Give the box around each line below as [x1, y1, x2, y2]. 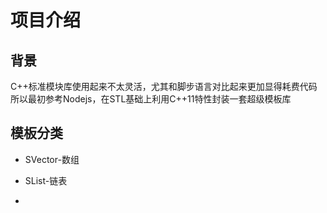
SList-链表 [24, 174, 68, 186]
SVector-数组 [24, 153, 80, 165]
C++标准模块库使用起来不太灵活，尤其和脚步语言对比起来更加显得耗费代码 [10, 81, 318, 92]
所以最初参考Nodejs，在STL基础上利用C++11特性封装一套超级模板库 [10, 93, 292, 105]
